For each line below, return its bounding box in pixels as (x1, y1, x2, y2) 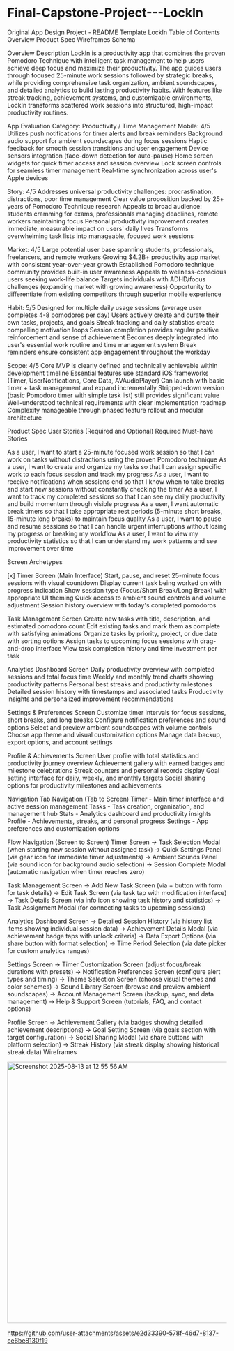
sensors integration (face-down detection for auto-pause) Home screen (7, 152, 214, 160)
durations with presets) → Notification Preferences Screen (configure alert (7, 967, 221, 975)
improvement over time (7, 544, 74, 552)
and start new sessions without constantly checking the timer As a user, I (7, 485, 217, 493)
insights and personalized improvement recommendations (7, 695, 174, 703)
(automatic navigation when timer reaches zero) (7, 867, 145, 876)
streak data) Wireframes (7, 1047, 77, 1056)
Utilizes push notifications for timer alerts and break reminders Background (7, 129, 223, 138)
